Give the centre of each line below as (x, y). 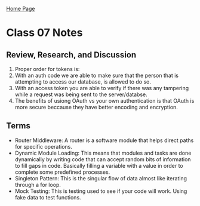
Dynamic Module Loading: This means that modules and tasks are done (103, 153)
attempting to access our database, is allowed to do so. (83, 82)
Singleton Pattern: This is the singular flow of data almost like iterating (101, 178)
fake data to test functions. (48, 197)
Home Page (21, 9)
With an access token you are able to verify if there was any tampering (102, 88)
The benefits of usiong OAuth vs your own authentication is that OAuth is (104, 101)
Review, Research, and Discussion (71, 55)
